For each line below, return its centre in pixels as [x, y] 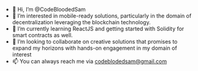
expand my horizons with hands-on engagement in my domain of [95, 48]
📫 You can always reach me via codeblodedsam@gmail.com [89, 61]
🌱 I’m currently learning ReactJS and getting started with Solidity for [98, 29]
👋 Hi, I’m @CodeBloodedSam [49, 9]
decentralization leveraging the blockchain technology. [82, 22]
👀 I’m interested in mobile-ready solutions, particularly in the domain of [102, 16]
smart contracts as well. [42, 35]
